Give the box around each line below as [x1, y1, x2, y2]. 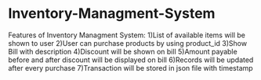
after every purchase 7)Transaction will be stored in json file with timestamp [8, 63, 253, 72]
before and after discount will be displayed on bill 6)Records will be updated [8, 55, 254, 64]
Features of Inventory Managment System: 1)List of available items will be [8, 30, 245, 40]
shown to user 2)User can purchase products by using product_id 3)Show [8, 38, 248, 47]
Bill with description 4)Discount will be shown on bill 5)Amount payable [8, 47, 237, 56]
